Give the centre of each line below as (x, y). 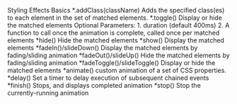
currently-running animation (48, 93)
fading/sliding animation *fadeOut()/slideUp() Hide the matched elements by (118, 55)
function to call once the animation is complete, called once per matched (114, 33)
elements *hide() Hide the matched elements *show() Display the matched (116, 40)
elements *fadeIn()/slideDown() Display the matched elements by (103, 48)
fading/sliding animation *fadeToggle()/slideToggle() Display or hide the (111, 63)
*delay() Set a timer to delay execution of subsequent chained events (108, 78)
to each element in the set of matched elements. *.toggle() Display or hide (115, 18)
